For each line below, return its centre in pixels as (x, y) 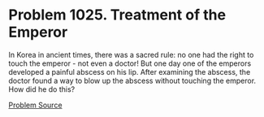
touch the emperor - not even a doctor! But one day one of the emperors (130, 63)
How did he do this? (42, 89)
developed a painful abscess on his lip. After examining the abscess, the (130, 71)
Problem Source (35, 105)
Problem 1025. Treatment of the (117, 15)
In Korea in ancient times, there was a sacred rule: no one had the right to (131, 54)
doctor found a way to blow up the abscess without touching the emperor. (132, 80)
